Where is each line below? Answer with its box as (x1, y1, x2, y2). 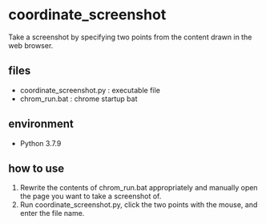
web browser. (8, 40, 54, 50)
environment (8, 117, 74, 131)
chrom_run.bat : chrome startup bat (19, 94, 138, 104)
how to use (8, 161, 65, 175)
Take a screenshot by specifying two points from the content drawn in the (8, 32, 252, 42)
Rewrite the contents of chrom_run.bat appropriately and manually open (19, 183, 258, 193)
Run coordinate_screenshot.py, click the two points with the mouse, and (19, 200, 258, 210)
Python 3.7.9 (19, 138, 62, 148)
